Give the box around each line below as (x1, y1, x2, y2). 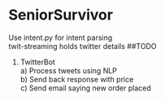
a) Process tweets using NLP (20, 65, 118, 75)
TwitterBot (20, 57, 55, 67)
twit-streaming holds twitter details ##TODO (8, 41, 157, 50)
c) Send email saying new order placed (20, 83, 152, 93)
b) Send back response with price (20, 74, 134, 84)
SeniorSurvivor (8, 6, 114, 24)
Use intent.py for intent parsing (8, 33, 113, 42)
